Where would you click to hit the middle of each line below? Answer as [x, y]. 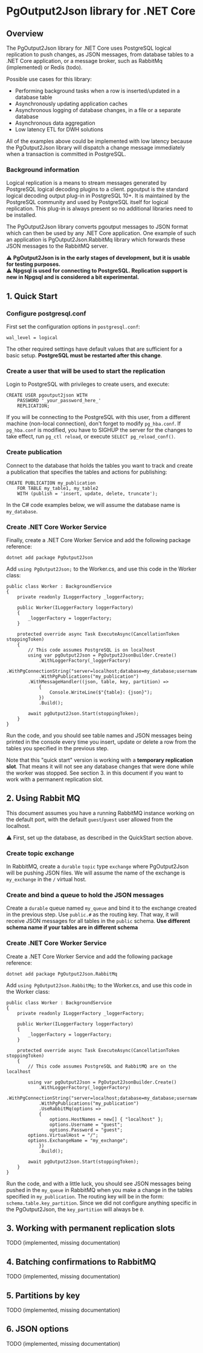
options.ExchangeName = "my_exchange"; [78, 1140]
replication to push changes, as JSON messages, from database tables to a [100, 55]
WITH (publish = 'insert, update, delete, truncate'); [88, 494]
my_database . [22, 511]
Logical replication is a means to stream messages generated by [87, 183]
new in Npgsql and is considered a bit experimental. [73, 277]
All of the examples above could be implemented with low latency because [99, 141]
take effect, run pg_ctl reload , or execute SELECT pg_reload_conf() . [91, 437]
